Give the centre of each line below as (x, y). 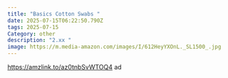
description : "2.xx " (40, 40)
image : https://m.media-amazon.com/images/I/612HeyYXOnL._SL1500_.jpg (114, 47)
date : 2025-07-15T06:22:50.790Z (55, 21)
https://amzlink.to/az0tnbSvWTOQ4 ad (65, 67)
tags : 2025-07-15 (33, 27)
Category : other (31, 34)
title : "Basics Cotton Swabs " (54, 14)
